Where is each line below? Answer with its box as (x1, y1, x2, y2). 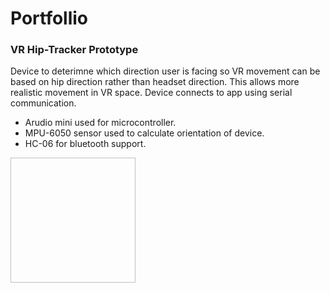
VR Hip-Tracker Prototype (10, 43, 139, 57)
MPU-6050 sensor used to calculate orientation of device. (24, 127, 265, 139)
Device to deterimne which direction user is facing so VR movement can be (10, 65, 321, 77)
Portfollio (10, 7, 89, 30)
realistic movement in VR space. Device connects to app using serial (10, 87, 293, 99)
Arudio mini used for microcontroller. (24, 117, 177, 129)
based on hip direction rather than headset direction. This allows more (10, 76, 300, 88)
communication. (10, 97, 77, 109)
